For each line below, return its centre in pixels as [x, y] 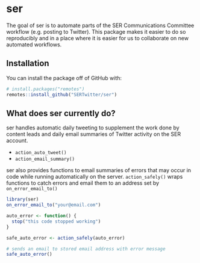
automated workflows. [34, 45]
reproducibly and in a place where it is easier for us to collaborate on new [97, 38]
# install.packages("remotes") [45, 89]
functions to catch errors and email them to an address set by [83, 183]
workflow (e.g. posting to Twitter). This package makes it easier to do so [96, 31]
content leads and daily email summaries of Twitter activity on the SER [94, 134]
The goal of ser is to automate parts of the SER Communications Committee [100, 25]
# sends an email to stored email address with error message [86, 249]
